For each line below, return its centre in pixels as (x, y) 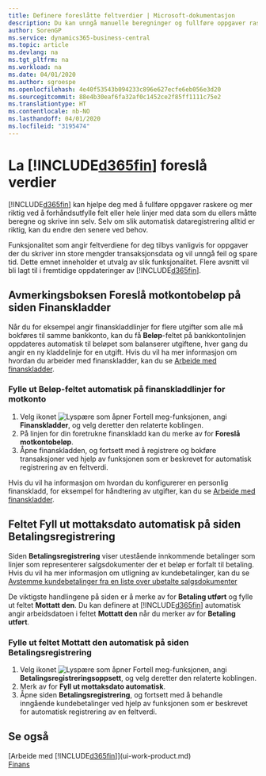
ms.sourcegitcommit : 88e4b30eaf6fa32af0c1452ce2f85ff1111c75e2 (115, 97)
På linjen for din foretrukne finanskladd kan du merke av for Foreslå (130, 433)
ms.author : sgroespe (42, 82)
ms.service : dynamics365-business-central (79, 38)
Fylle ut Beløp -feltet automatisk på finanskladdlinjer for (117, 390)
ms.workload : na (35, 67)
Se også (28, 737)
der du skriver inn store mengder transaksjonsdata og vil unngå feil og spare (133, 253)
